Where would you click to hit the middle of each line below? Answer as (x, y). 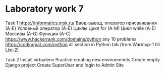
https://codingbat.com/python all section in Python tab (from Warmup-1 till (82, 44)
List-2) (12, 50)
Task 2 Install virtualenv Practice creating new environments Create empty (82, 59)
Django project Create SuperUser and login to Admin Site (65, 65)
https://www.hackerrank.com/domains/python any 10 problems (71, 39)
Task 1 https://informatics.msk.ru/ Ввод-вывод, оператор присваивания (81, 23)
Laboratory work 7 (45, 9)
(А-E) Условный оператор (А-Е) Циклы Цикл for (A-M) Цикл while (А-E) (81, 28)
